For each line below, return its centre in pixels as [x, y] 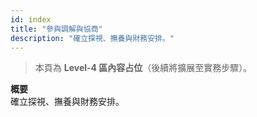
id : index [31, 19]
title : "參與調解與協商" [56, 29]
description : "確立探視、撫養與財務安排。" [92, 38]
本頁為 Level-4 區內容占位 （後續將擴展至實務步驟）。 [143, 68]
